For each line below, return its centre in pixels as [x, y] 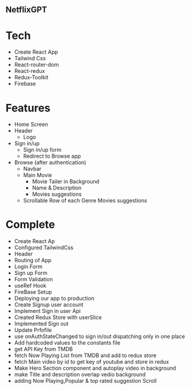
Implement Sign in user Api [47, 311]
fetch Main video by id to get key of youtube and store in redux [92, 362]
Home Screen [31, 124]
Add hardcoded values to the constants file [67, 343]
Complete [30, 225]
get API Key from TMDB [43, 349]
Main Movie [37, 175]
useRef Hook [30, 285]
